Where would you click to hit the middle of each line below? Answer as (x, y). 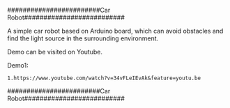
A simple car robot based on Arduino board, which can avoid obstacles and (115, 31)
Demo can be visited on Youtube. (55, 52)
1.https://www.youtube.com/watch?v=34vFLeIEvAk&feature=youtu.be (104, 78)
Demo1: (18, 65)
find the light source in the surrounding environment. (83, 38)
